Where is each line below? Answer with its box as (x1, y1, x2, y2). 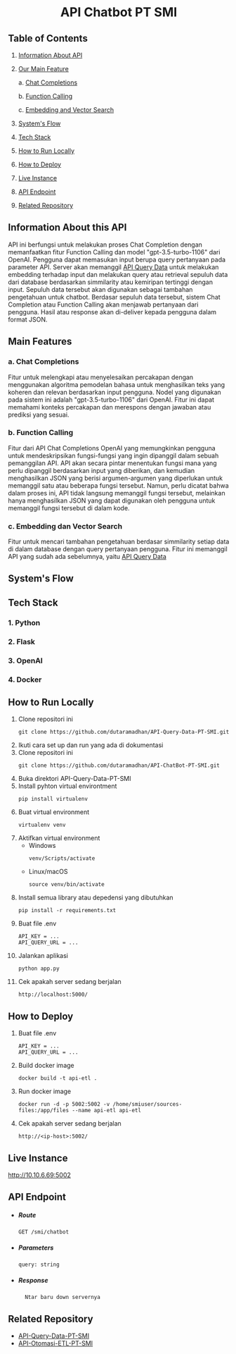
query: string (18, 1261, 60, 1269)
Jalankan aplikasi (18, 952, 69, 960)
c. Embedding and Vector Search (18, 106, 114, 113)
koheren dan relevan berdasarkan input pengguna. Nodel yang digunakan (8, 388, 222, 396)
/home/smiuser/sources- (112, 1101, 183, 1108)
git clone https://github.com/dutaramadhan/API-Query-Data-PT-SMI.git (18, 729, 230, 736)
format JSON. (8, 315, 48, 324)
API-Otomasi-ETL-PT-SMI (18, 1339, 93, 1348)
